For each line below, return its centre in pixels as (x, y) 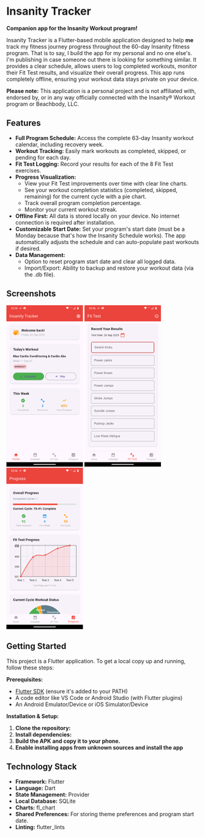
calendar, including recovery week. (59, 144)
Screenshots (31, 294)
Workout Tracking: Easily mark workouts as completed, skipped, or (101, 151)
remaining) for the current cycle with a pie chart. (85, 196)
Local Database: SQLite (45, 801)
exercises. (28, 170)
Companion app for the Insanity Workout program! (72, 28)
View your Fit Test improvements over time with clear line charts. (106, 183)
